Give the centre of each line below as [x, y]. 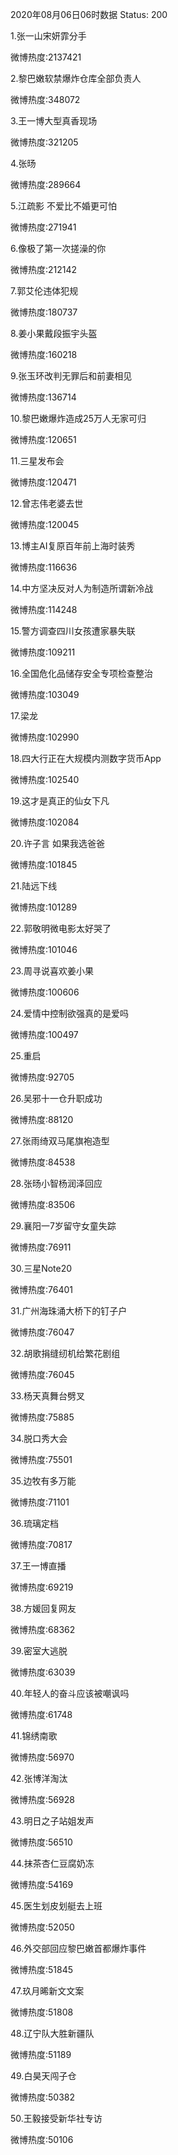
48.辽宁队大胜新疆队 [52, 2033]
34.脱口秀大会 [39, 1438]
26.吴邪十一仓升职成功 [56, 1098]
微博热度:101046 [44, 949]
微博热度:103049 [45, 694]
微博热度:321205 [44, 142]
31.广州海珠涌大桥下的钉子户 [69, 1311]
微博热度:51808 [42, 2012]
